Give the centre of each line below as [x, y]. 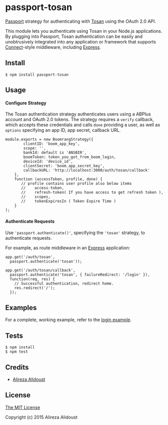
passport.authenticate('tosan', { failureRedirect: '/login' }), [80, 275]
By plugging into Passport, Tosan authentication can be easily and [74, 36]
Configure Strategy [26, 103]
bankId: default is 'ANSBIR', [55, 153]
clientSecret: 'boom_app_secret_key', [64, 166]
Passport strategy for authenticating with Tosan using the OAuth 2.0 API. [81, 21]
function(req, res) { [33, 279]
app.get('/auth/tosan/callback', [40, 270]
